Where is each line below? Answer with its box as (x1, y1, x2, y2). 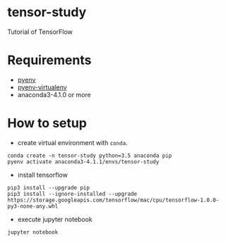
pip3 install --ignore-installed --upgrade (7, 190, 138, 197)
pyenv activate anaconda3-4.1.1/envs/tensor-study (7, 158, 160, 166)
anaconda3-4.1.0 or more (17, 90, 91, 99)
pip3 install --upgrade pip (7, 184, 90, 191)
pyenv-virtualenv (17, 82, 67, 92)
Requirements (7, 52, 92, 68)
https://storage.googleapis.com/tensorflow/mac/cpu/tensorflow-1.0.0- (7, 197, 220, 204)
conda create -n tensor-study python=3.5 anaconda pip (7, 152, 172, 159)
